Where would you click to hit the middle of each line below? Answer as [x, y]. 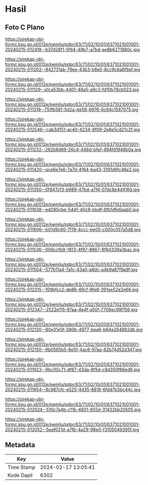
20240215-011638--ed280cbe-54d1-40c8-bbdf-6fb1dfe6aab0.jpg [72, 210]
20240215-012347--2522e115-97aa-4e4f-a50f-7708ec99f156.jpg [71, 309]
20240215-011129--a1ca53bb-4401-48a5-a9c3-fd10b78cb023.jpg [72, 89]
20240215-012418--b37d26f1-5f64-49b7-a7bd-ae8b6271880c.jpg [73, 49]
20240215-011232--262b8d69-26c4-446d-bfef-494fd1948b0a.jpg [73, 149]
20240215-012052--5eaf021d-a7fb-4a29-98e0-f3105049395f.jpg [72, 430]
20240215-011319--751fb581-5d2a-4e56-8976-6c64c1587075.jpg [72, 110]
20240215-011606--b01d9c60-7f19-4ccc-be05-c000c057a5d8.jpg [73, 229]
